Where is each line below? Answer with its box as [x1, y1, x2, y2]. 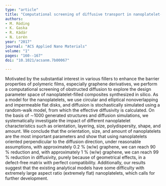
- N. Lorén [5, 35, 28, 40]
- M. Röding [5, 21, 30, 26]
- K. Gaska [5, 26, 28, 31]
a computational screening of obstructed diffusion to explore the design [5, 86, 152, 92]
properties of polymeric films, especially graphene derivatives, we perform [5, 81, 158, 87]
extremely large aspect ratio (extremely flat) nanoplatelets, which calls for [5, 170, 155, 176]
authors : [5, 16, 23, 21]
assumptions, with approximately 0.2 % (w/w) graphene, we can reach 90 [5, 144, 156, 150]
